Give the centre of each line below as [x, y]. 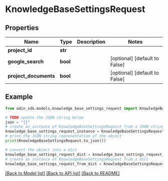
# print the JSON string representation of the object [63, 136]
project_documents [31, 76]
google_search [26, 61]
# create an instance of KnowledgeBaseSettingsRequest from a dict [77, 159]
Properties [22, 28]
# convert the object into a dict [41, 150]
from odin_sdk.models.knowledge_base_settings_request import [71, 108]
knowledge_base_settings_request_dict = [48, 154]
